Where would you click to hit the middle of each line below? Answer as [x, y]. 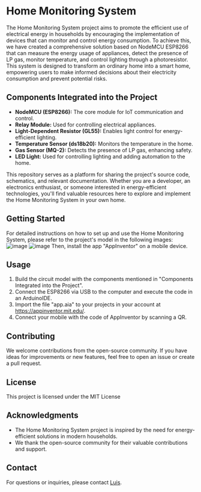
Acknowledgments [43, 416]
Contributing [31, 336]
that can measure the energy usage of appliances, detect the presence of [97, 53]
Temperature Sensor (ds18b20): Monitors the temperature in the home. [104, 144]
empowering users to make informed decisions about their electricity [91, 72]
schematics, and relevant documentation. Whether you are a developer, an [98, 180]
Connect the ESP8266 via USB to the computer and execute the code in [104, 292]
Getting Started [36, 219]
